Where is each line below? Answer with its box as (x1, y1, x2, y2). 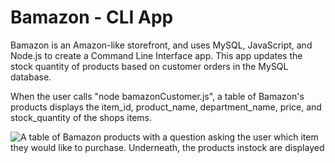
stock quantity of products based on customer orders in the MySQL (10, 60, 289, 72)
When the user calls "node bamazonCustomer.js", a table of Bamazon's (10, 90, 305, 102)
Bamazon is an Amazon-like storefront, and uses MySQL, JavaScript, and (10, 39, 313, 51)
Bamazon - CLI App (10, 6, 174, 29)
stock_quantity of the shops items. (10, 111, 153, 123)
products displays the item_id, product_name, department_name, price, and (10, 101, 322, 113)
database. (10, 71, 52, 83)
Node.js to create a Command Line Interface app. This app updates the (10, 49, 303, 61)
